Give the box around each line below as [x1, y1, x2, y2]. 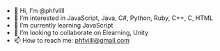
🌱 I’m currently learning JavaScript [13, 21, 113, 29]
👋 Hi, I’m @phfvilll [13, 7, 65, 14]
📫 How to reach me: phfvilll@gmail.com [13, 37, 130, 44]
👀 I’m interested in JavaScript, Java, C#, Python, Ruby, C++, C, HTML [13, 14, 214, 22]
